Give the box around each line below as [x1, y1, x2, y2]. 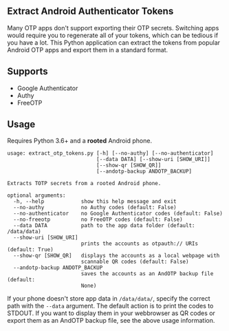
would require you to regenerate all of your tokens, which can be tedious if [7, 31, 219, 39]
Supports [7, 65, 48, 78]
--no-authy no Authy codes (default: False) [13, 204, 177, 211]
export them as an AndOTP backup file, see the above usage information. [7, 317, 215, 325]
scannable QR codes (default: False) [80, 258, 189, 266]
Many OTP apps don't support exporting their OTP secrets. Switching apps [7, 23, 219, 32]
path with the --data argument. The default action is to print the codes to [7, 302, 214, 310]
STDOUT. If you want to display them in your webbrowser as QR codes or [7, 309, 215, 317]
